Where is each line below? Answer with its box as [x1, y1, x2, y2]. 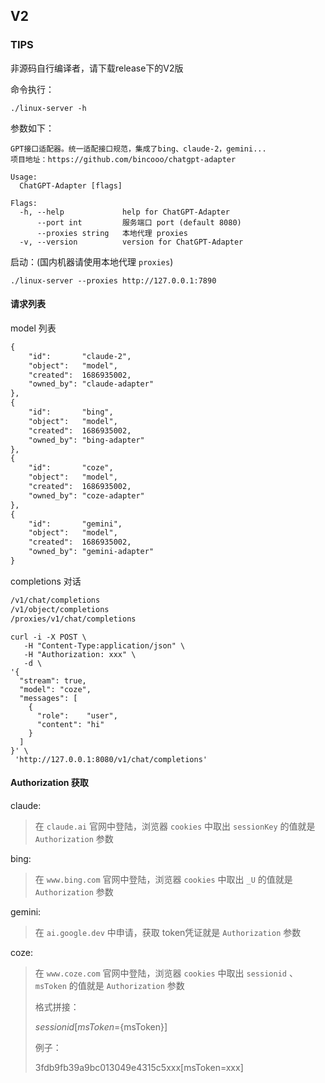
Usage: [10, 172, 38, 182]
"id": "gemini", [28, 519, 123, 529]
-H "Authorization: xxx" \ [23, 649, 137, 659]
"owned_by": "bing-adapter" [28, 435, 145, 445]
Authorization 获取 [10, 777, 89, 789]
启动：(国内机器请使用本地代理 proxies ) [10, 255, 174, 268]
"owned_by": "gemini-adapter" [28, 547, 155, 557]
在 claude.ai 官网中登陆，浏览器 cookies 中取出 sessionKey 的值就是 [34, 820, 316, 832]
